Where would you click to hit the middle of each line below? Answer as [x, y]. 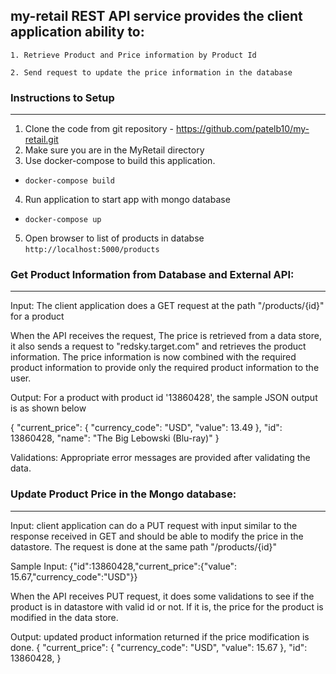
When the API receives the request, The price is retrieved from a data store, [166, 336]
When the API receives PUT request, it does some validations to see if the [162, 596]
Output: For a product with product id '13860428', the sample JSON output [164, 398]
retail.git [41, 140]
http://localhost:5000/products [92, 250]
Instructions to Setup [62, 97]
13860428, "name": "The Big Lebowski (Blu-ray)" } [115, 438]
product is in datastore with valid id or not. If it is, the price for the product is [167, 606]
